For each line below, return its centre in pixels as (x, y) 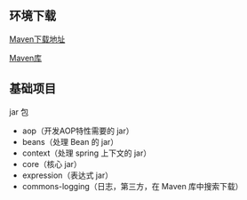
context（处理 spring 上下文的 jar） (87, 153)
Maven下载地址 (37, 39)
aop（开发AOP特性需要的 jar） (78, 131)
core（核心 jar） (52, 164)
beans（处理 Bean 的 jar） (70, 141)
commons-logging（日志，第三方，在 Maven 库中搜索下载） (132, 186)
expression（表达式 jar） (68, 175)
